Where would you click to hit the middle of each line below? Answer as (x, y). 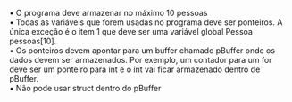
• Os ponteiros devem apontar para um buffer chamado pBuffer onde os (142, 51)
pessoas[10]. (33, 41)
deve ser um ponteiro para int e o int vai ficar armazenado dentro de (135, 69)
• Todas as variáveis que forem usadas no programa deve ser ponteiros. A (146, 22)
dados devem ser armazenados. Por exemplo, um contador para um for (141, 60)
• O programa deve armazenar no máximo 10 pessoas (108, 13)
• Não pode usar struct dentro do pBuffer (85, 88)
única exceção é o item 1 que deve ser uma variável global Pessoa (131, 31)
